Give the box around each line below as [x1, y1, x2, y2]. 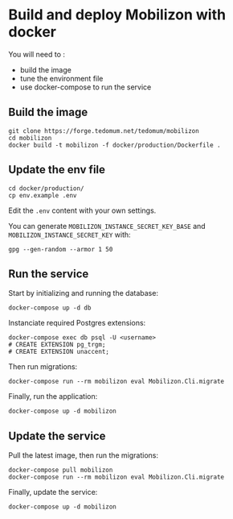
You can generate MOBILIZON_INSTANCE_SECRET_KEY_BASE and [8, 221, 206, 230]
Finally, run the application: [8, 392, 98, 401]
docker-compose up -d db [8, 304, 92, 312]
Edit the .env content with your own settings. [8, 206, 157, 215]
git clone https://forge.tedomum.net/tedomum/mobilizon [8, 127, 199, 135]
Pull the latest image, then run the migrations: [8, 450, 159, 460]
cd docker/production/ [8, 184, 84, 193]
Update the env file [8, 163, 106, 176]
